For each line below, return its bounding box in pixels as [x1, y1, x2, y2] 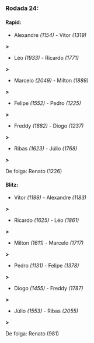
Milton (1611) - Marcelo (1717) [13, 239, 84, 246]
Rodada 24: [5, 4, 39, 12]
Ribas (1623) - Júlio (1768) [13, 145, 78, 152]
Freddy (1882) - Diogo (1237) [13, 122, 84, 129]
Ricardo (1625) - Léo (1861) [13, 217, 79, 224]
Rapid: [5, 19, 22, 26]
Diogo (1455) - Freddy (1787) [13, 285, 83, 292]
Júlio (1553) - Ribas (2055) [13, 307, 79, 314]
